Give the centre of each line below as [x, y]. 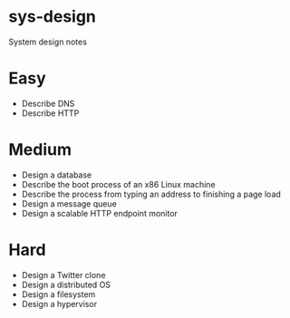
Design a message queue [69, 203]
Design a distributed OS [66, 284]
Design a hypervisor [59, 304]
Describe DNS [48, 103]
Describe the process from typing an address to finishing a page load [151, 194]
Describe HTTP [50, 113]
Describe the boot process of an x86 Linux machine [118, 184]
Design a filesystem [58, 294]
